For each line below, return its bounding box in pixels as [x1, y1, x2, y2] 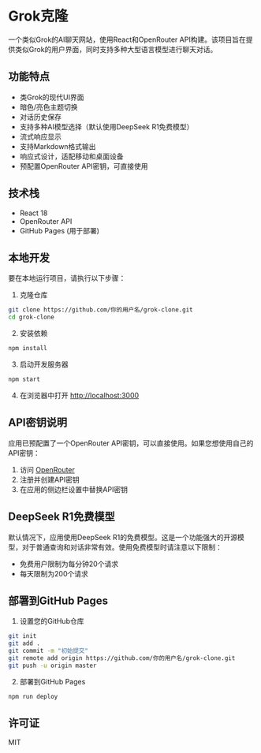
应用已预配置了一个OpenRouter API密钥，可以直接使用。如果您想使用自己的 [8, 438, 254, 448]
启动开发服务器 [19, 360, 69, 369]
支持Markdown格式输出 [19, 141, 96, 151]
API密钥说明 [8, 416, 68, 430]
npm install [8, 345, 47, 352]
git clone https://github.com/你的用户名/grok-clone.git [8, 306, 193, 314]
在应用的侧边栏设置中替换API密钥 [19, 484, 129, 494]
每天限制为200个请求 [19, 568, 88, 578]
